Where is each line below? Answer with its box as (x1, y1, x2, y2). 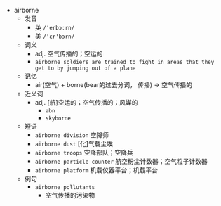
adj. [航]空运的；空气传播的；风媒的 (34, 98, 138, 106)
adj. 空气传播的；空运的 (34, 49, 103, 58)
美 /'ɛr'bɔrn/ (34, 32, 75, 40)
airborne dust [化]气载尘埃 (34, 140, 114, 148)
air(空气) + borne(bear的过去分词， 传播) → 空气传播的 (34, 81, 193, 89)
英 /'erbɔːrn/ (34, 23, 75, 31)
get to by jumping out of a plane (34, 65, 136, 72)
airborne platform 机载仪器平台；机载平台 (34, 166, 159, 174)
